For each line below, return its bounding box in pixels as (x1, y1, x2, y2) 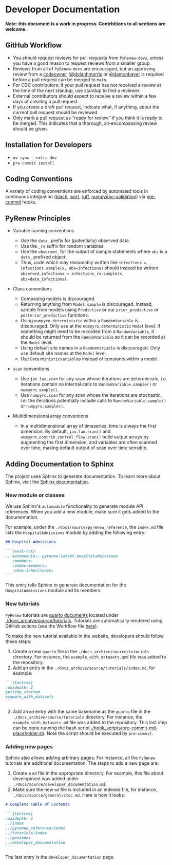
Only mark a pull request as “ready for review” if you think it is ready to (12, 115, 163, 121)
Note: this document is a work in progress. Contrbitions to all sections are (5, 21, 166, 27)
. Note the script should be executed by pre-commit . (44, 730, 153, 737)
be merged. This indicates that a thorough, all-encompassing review (12, 120, 158, 126)
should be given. (12, 125, 48, 132)
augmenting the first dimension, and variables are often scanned (20, 439, 158, 446)
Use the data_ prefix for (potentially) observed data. (20, 237, 130, 244)
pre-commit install (12, 160, 55, 165)
